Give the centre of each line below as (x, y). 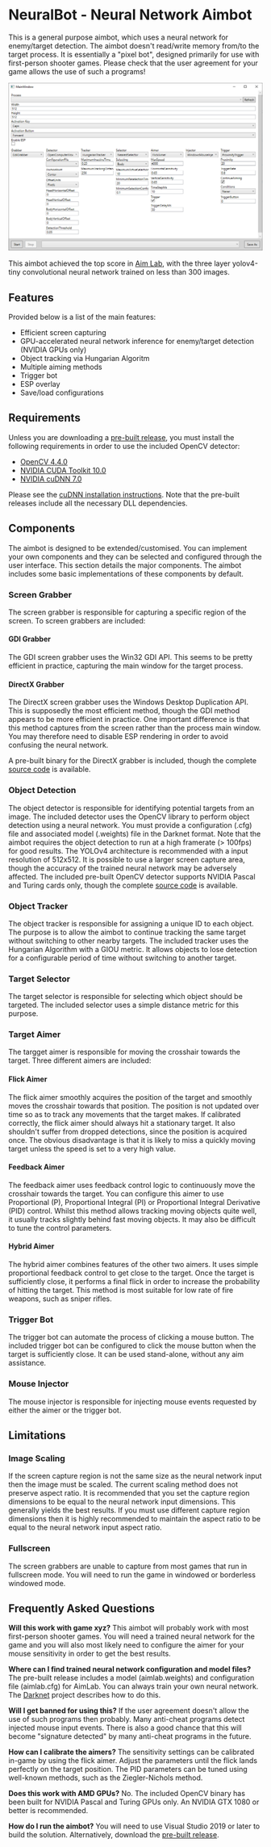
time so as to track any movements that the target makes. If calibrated (125, 1114)
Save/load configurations (62, 392)
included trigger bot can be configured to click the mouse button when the (132, 1345)
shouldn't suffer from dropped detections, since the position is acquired (128, 1131)
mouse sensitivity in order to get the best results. (90, 1654)
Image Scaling (37, 1458)
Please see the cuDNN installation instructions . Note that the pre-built (124, 494)
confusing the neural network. (58, 745)
